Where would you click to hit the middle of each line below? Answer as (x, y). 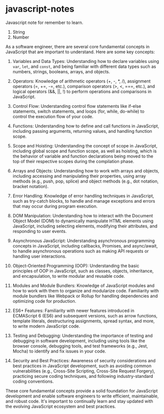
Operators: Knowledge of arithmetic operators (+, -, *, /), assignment (82, 81)
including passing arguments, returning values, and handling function (82, 131)
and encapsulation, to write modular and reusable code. (69, 276)
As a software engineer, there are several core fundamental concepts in (78, 46)
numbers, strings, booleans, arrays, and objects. (61, 71)
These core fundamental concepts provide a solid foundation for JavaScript (82, 391)
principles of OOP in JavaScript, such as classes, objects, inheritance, (83, 271)
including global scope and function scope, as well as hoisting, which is (84, 151)
